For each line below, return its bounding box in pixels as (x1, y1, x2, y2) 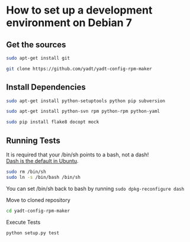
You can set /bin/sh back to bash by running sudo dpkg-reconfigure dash (6, 185, 185, 192)
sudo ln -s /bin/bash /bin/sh (6, 174, 81, 180)
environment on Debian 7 (6, 16, 132, 30)
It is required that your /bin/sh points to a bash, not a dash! (6, 151, 149, 158)
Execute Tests (6, 218, 41, 225)
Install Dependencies (6, 82, 86, 92)
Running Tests (6, 135, 60, 145)
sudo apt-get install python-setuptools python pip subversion (6, 98, 166, 104)
